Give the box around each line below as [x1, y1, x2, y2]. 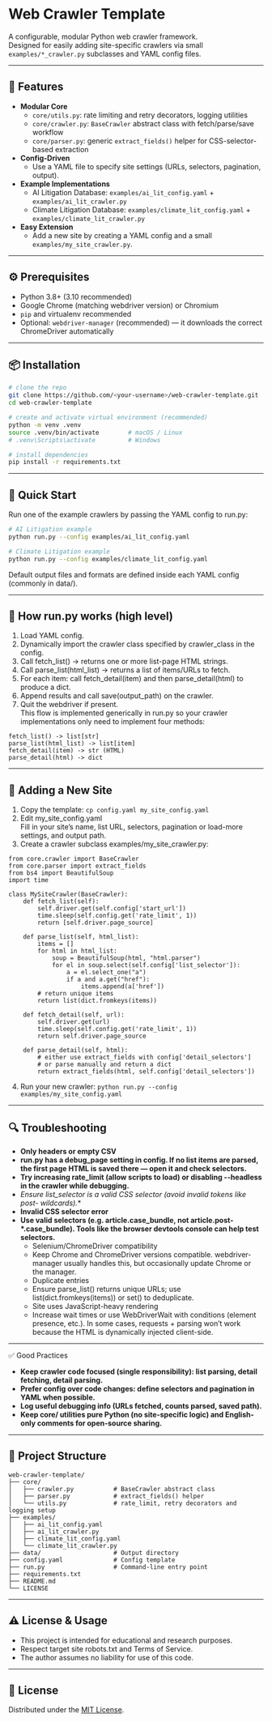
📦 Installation [8, 358, 81, 372]
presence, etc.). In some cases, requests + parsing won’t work [32, 1319, 241, 1328]
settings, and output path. [19, 831, 107, 841]
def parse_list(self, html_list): [23, 933, 139, 941]
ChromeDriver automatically [19, 326, 114, 336]
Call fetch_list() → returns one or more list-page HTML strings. [19, 657, 228, 667]
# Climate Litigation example [8, 548, 111, 556]
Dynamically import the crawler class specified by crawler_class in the [19, 639, 255, 649]
